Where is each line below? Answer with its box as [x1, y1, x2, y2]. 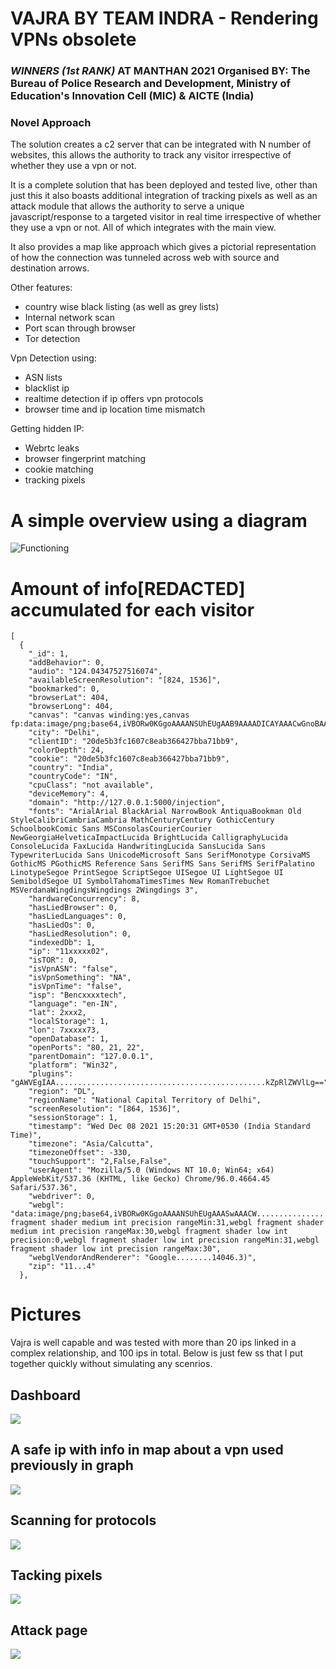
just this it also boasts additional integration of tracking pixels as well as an [10, 190, 318, 202]
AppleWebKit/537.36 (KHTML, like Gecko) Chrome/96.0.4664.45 [10, 1174, 271, 1184]
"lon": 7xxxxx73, [28, 1025, 101, 1036]
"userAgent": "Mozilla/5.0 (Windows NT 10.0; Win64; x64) [28, 1165, 275, 1176]
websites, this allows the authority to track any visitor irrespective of [10, 149, 292, 161]
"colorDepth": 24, [28, 745, 105, 756]
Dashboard [10, 1387, 81, 1404]
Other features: [10, 282, 73, 294]
